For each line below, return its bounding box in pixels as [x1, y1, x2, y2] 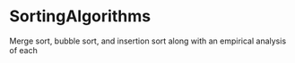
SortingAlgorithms [9, 6, 151, 27]
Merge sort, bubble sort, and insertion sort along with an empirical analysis [9, 35, 287, 46]
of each [9, 44, 38, 55]
